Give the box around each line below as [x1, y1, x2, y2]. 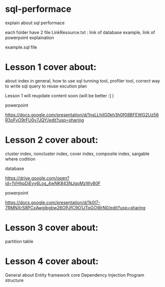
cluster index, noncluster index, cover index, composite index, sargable [5, 151, 150, 157]
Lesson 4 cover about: [5, 255, 99, 267]
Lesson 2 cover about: [5, 134, 99, 146]
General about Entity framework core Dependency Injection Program [5, 272, 144, 278]
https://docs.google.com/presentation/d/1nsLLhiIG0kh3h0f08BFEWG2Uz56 [5, 112, 159, 118]
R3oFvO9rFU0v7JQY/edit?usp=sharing [5, 117, 84, 123]
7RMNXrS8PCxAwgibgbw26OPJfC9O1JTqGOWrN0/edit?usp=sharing [5, 205, 146, 210]
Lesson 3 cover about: [5, 222, 99, 233]
